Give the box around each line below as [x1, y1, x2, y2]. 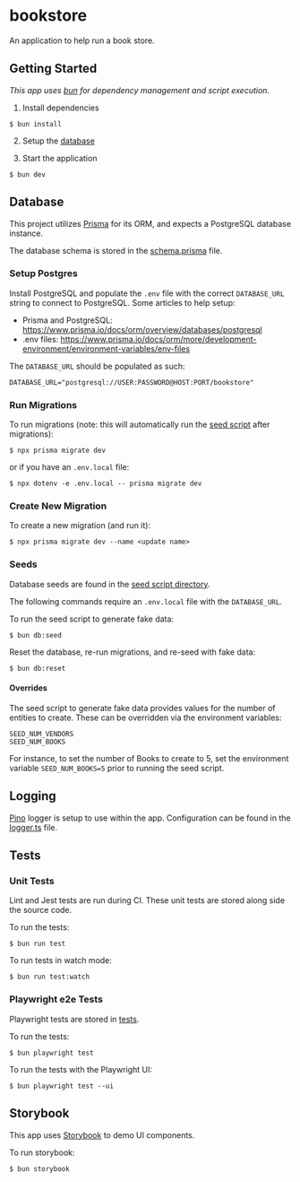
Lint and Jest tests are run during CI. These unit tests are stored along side [9, 895, 285, 906]
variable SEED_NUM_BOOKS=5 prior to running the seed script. [9, 762, 225, 773]
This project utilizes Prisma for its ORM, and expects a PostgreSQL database [9, 218, 292, 229]
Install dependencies [21, 102, 100, 113]
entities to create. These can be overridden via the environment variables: [9, 712, 282, 723]
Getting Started [9, 61, 98, 76]
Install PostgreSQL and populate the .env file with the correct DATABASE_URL [9, 288, 285, 299]
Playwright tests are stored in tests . [9, 1013, 140, 1024]
